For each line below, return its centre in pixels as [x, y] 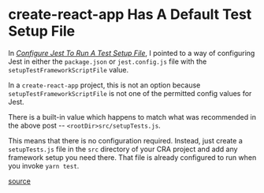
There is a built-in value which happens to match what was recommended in [132, 117]
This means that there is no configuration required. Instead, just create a [125, 140]
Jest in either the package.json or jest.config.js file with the [108, 61]
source [20, 181]
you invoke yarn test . [44, 165]
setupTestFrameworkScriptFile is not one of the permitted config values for [130, 93]
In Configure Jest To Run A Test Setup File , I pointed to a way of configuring [132, 53]
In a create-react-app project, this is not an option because [104, 85]
